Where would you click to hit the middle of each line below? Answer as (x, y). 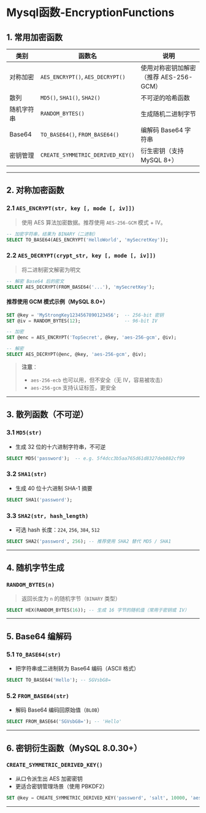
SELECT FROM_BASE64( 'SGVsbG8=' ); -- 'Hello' (64, 722)
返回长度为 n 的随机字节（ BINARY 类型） (71, 598)
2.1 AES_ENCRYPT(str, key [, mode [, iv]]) (71, 208)
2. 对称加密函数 (35, 190)
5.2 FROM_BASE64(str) (38, 696)
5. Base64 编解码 (39, 636)
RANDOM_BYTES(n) (31, 585)
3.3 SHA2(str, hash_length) (48, 516)
